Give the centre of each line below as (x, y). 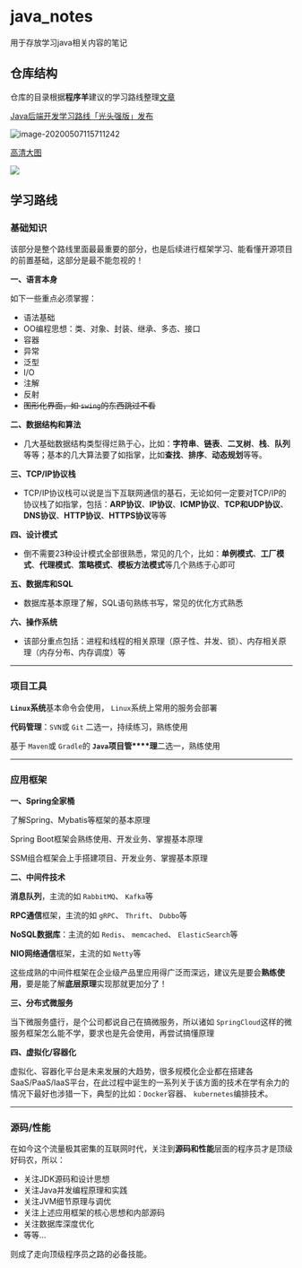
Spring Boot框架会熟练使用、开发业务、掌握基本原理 (107, 839)
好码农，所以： (38, 1160)
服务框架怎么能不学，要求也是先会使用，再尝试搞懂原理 (112, 1033)
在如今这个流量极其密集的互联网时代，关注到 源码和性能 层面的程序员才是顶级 (151, 1149)
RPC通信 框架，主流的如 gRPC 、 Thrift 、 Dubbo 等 (99, 915)
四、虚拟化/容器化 (43, 1053)
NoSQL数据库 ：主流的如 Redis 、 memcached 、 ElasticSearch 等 (124, 934)
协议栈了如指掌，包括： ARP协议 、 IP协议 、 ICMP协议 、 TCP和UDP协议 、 (155, 504)
